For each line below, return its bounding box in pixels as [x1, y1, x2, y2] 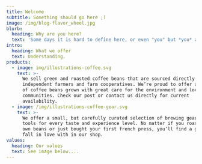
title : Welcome [6, 8, 44, 15]
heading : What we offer [11, 48, 71, 54]
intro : [6, 43, 23, 49]
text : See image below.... [11, 148, 79, 154]
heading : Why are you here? [11, 31, 82, 37]
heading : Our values [11, 142, 63, 149]
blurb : [6, 25, 23, 32]
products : [6, 59, 31, 65]
